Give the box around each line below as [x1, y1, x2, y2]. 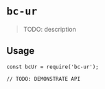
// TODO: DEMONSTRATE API [6, 75, 80, 82]
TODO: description [23, 25, 77, 33]
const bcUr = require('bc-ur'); [6, 63, 99, 70]
